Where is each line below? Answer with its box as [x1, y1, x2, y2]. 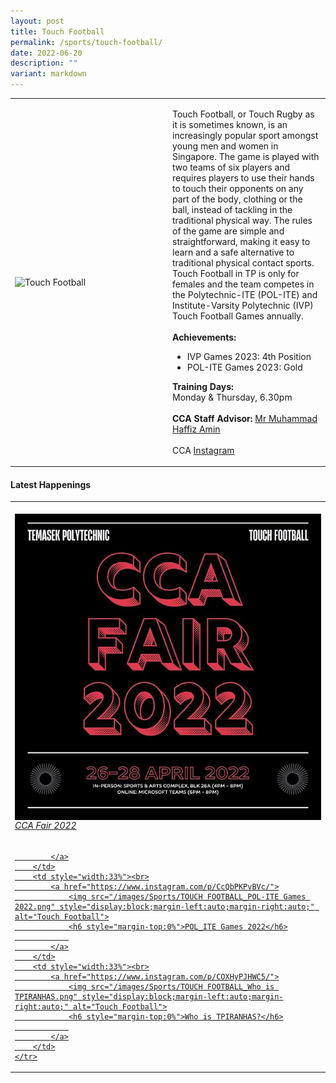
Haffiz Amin [172, 423, 221, 435]
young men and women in [172, 140, 279, 152]
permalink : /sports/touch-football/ [10, 37, 163, 47]
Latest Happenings [10, 478, 92, 490]
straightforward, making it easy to [172, 235, 311, 247]
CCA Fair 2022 [14, 820, 77, 832]
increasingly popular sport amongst [172, 129, 319, 141]
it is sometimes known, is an [172, 118, 288, 130]
